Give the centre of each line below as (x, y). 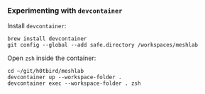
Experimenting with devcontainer (65, 11)
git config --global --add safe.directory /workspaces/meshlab (103, 45)
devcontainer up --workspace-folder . (65, 77)
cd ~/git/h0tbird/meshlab (45, 71)
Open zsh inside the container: (52, 58)
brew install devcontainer (47, 39)
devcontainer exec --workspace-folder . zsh (74, 83)
